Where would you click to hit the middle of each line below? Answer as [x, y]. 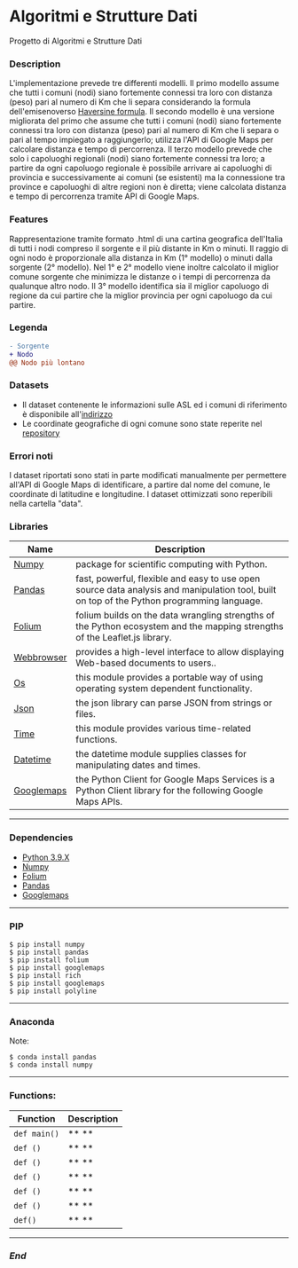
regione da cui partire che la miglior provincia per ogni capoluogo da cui [141, 295]
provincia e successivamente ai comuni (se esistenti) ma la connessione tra [147, 177]
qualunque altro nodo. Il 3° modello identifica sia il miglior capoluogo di [139, 286]
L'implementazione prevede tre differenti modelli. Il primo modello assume [144, 83]
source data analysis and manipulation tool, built [176, 590]
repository [41, 433]
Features [29, 219]
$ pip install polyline [53, 991]
